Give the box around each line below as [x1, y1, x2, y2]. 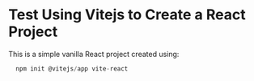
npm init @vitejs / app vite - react [15, 64, 129, 73]
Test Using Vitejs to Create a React [8, 6, 246, 24]
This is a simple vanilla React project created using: [8, 49, 180, 59]
